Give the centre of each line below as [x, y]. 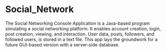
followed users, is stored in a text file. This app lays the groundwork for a [81, 39]
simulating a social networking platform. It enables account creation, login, [83, 28]
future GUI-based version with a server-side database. [62, 44]
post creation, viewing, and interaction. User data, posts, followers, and [80, 34]
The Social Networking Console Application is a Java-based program [78, 23]
